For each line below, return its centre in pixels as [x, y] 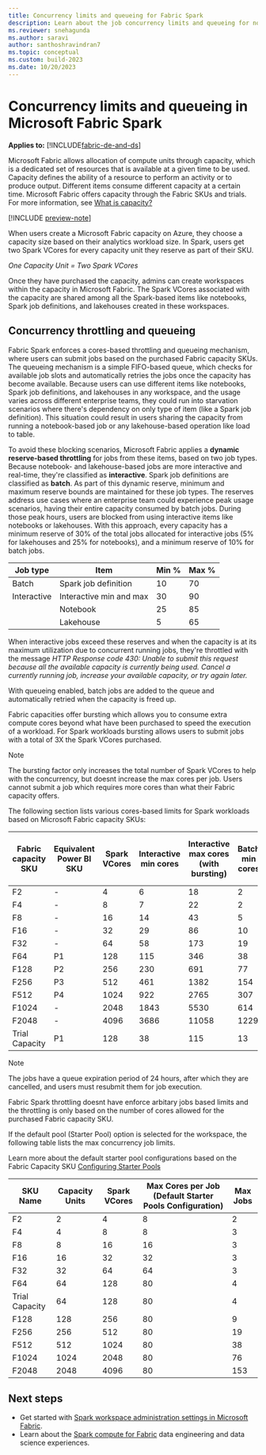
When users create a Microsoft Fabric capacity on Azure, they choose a [125, 233]
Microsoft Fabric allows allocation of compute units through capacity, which [132, 160]
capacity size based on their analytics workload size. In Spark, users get [126, 242]
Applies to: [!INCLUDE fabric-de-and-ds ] [74, 145]
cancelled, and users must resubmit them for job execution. [105, 1087]
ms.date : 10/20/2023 [42, 67]
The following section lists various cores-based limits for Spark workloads [129, 811]
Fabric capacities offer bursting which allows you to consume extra [118, 714]
